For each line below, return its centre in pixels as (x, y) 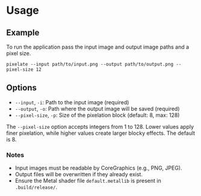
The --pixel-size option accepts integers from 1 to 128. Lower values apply (100, 126)
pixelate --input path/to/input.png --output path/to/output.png (90, 64)
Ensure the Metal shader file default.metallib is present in (88, 181)
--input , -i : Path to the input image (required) (72, 102)
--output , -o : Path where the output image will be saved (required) (97, 108)
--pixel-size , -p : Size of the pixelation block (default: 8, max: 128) (97, 115)
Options (22, 88)
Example (23, 33)
